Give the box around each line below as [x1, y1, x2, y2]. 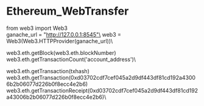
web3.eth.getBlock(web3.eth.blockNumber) [6, 49, 117, 56]
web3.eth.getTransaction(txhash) [6, 67, 90, 74]
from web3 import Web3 [6, 24, 68, 32]
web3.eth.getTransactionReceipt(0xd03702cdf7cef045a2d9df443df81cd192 [6, 87, 199, 94]
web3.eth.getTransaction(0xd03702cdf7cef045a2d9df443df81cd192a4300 [6, 74, 196, 81]
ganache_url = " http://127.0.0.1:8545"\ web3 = [6, 30, 122, 38]
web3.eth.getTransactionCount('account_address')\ [6, 55, 136, 63]
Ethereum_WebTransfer [6, 4, 129, 18]
